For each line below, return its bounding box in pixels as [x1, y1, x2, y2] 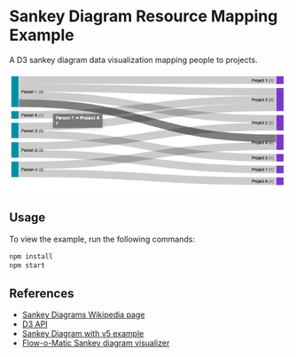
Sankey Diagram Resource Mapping [9, 6, 278, 27]
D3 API [21, 319, 48, 329]
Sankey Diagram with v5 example [21, 329, 144, 339]
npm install [9, 251, 53, 261]
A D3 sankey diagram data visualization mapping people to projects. [9, 54, 259, 65]
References [9, 286, 74, 301]
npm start [9, 261, 46, 270]
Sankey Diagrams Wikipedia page [21, 309, 145, 321]
